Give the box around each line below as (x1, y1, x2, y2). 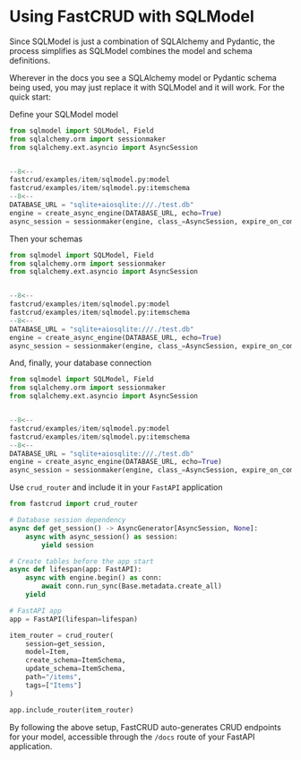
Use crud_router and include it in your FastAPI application (9, 482, 223, 493)
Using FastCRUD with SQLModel (9, 6, 254, 27)
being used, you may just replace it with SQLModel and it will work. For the (9, 82, 285, 92)
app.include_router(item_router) (9, 705, 134, 714)
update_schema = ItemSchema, (25, 664, 126, 674)
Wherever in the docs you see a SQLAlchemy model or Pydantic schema (9, 72, 278, 83)
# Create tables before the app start (9, 556, 154, 566)
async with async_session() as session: (25, 532, 178, 541)
